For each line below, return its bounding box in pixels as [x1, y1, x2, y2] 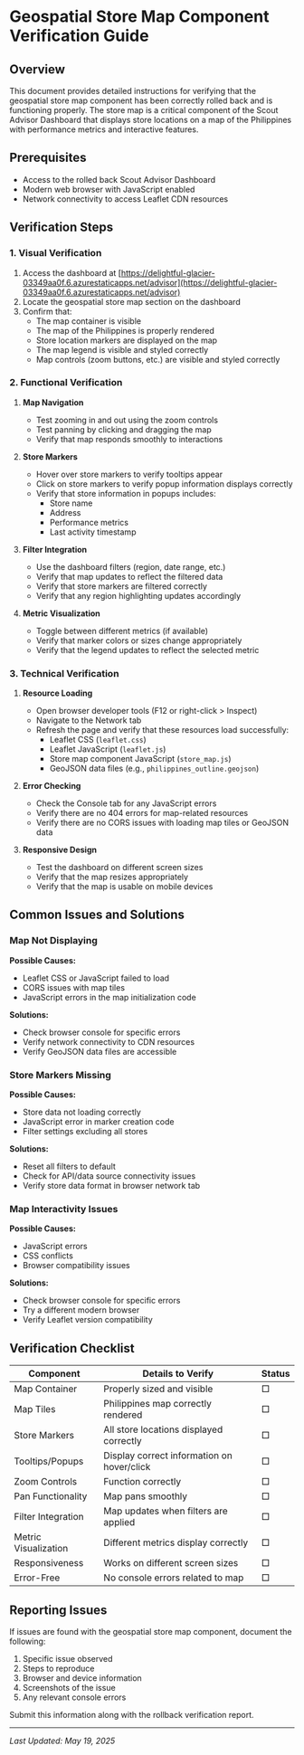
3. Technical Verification [9, 667, 119, 679]
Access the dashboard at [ [22, 267, 122, 278]
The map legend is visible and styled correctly [35, 344, 209, 355]
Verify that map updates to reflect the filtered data [35, 571, 223, 582]
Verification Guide [9, 25, 149, 46]
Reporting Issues [9, 1602, 108, 1617]
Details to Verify [142, 1368, 214, 1380]
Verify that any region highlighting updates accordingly [35, 590, 242, 601]
